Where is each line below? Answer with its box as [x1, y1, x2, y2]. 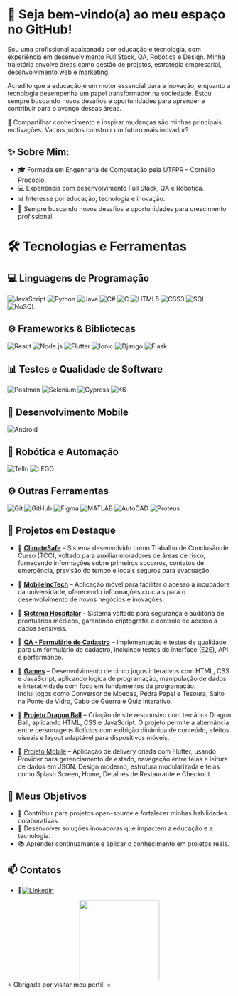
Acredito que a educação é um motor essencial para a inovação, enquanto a [7, 81, 231, 90]
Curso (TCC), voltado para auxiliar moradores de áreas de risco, [17, 551, 206, 559]
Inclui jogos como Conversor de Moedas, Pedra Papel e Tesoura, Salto [17, 689, 225, 697]
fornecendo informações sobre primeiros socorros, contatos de [17, 558, 205, 567]
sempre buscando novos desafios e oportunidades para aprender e [7, 96, 205, 105]
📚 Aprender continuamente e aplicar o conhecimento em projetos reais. [17, 840, 229, 848]
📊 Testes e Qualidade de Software [7, 363, 163, 375]
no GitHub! [7, 21, 72, 38]
